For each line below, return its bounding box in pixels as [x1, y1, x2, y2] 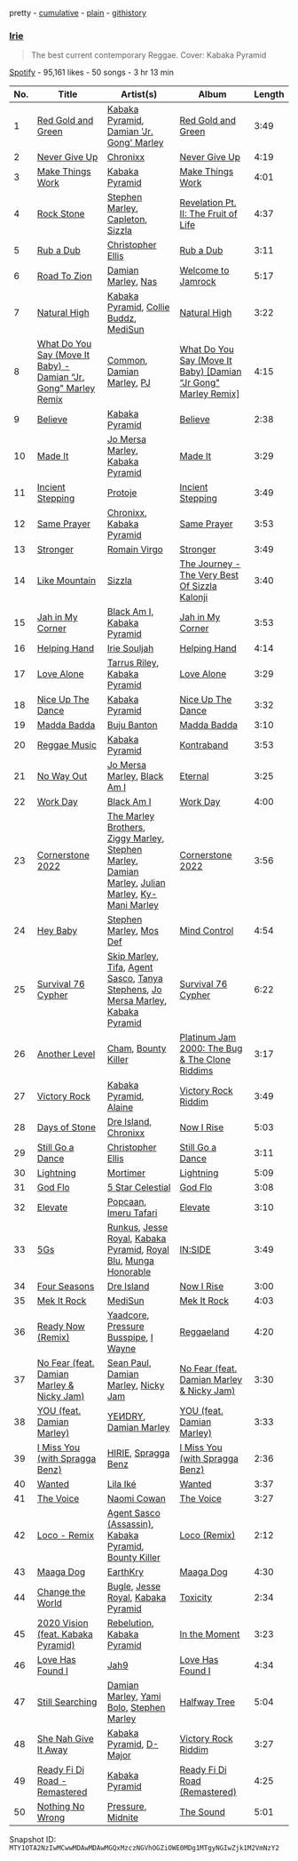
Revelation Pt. [179, 197, 237, 209]
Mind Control [179, 925, 234, 937]
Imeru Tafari [106, 1207, 158, 1219]
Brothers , [106, 822, 146, 834]
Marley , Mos [106, 925, 160, 937]
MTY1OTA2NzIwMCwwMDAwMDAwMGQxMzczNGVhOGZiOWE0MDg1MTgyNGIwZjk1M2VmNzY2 [9, 1844, 279, 1853]
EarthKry [106, 1566, 145, 1578]
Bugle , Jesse [106, 1580, 161, 1592]
